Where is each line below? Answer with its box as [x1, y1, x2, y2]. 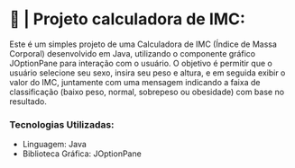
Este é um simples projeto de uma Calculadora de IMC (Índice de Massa [9, 39, 278, 49]
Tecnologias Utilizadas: [9, 118, 115, 130]
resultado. [9, 95, 47, 107]
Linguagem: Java [22, 139, 88, 150]
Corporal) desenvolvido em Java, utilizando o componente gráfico [9, 48, 255, 58]
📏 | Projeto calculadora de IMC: [9, 9, 246, 30]
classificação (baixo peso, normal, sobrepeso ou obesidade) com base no [9, 86, 285, 97]
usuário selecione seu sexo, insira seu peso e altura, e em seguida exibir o [9, 67, 286, 78]
